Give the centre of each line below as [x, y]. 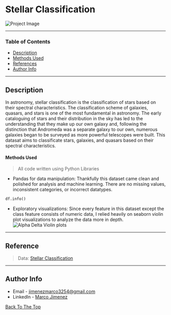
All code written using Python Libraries [58, 169]
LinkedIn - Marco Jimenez [40, 297]
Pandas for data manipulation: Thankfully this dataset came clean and [86, 179]
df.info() [16, 199]
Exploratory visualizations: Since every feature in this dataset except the [88, 209]
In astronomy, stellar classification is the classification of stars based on [81, 102]
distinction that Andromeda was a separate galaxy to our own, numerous [81, 129]
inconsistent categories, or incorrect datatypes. [63, 190]
